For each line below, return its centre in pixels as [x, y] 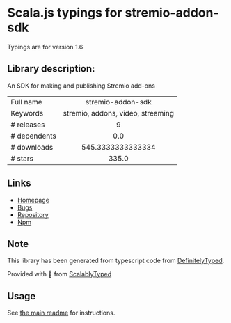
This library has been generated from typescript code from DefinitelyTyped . [116, 261]
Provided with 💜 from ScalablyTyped [59, 274]
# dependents [34, 136]
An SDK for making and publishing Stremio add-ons [81, 86]
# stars [22, 158]
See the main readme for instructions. [61, 313]
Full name [27, 102]
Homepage [33, 200]
